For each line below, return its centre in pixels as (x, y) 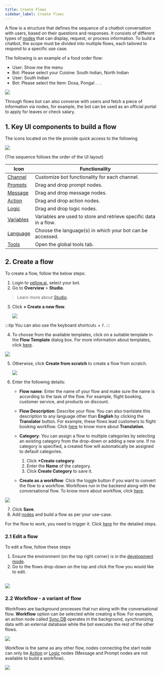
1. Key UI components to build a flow (61, 127)
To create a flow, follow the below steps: (45, 273)
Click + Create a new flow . (39, 307)
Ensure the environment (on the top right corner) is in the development (83, 557)
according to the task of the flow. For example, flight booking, (81, 396)
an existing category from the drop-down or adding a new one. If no (87, 441)
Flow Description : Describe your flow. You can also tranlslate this (85, 411)
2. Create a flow (29, 262)
